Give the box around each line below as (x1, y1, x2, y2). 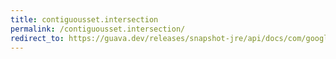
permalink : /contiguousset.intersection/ (10, 24, 186, 34)
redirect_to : (10, 33, 65, 43)
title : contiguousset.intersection (10, 14, 159, 25)
